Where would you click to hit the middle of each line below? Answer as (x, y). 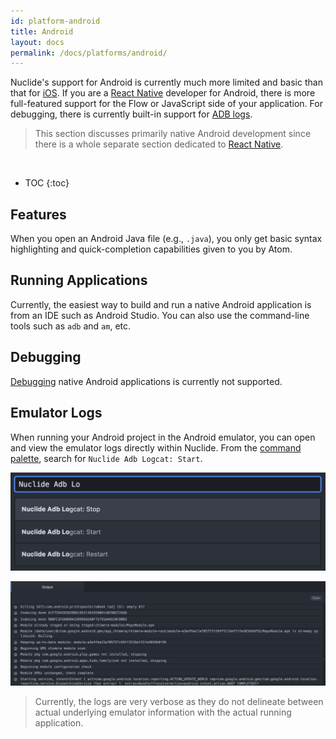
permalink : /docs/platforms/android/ (89, 53)
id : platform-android (55, 21)
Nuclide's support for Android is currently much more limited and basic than (166, 82)
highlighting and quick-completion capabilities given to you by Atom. (151, 249)
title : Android (42, 31)
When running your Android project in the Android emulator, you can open (163, 437)
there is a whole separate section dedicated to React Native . (159, 144)
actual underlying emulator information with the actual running (163, 712)
